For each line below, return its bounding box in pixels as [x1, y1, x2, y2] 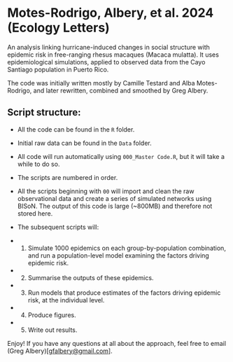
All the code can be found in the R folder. [17, 125, 135, 134]
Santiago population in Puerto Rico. [7, 65, 109, 74]
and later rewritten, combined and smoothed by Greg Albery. [33, 86, 209, 95]
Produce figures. [27, 310, 76, 319]
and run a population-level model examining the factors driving [27, 251, 210, 260]
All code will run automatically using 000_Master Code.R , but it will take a [17, 152, 225, 160]
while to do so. [17, 160, 60, 168]
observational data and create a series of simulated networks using [17, 194, 212, 202]
